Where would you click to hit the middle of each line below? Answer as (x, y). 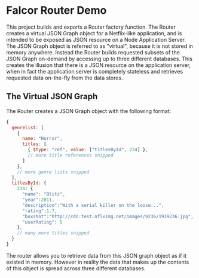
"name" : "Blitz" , (44, 194)
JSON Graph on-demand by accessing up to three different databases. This (99, 59)
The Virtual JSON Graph (52, 97)
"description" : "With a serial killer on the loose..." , (93, 205)
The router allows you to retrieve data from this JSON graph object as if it (97, 255)
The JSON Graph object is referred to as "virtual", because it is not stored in (99, 46)
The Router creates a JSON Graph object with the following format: (89, 111)
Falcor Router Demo (56, 10)
